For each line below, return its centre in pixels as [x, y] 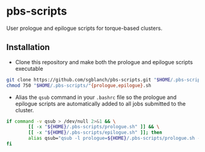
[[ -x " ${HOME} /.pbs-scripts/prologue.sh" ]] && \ [94, 127]
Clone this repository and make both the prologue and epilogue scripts [104, 62]
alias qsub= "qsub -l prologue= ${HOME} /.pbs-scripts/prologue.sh [112, 139]
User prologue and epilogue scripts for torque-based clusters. [85, 28]
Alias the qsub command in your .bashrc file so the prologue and [96, 97]
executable [29, 68]
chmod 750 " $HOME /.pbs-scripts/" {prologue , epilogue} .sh [79, 85]
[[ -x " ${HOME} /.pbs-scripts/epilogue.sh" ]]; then [95, 132]
